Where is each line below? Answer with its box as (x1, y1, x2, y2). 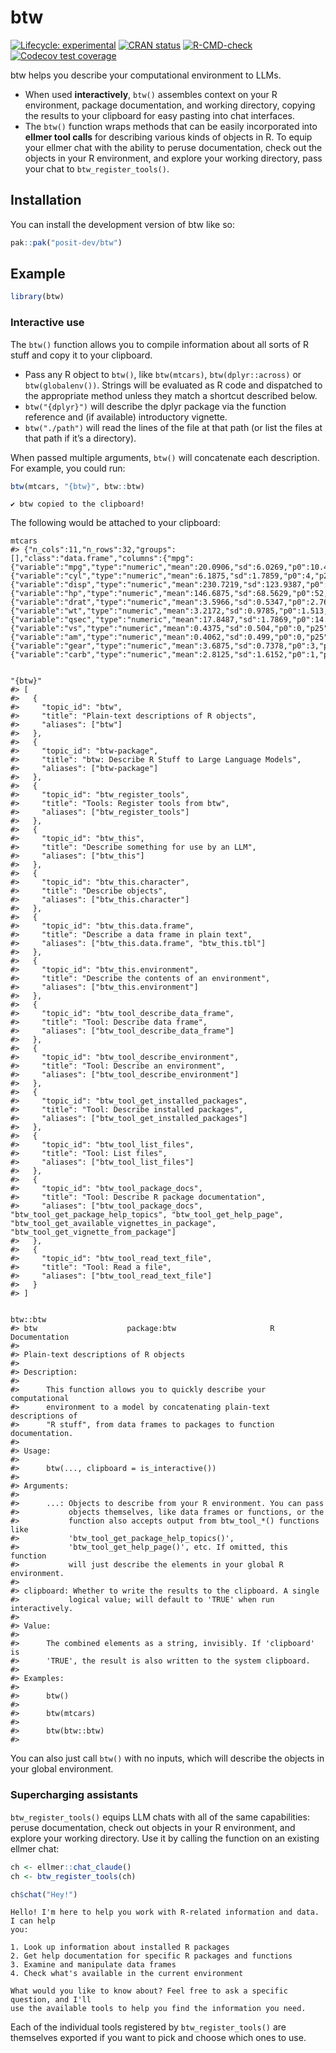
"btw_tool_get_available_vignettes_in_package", (10, 1219, 217, 1229)
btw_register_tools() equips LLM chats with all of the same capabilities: (10, 1811, 310, 1823)
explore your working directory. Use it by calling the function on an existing (10, 1832, 320, 1844)
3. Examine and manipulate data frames (10, 1960, 177, 1970)
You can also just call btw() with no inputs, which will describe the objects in (10, 1752, 325, 1765)
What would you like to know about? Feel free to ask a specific (10, 1986, 288, 1996)
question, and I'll (10, 1995, 92, 2005)
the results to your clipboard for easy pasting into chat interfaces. (24, 109, 295, 121)
